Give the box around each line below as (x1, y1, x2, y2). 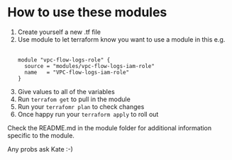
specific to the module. (7, 131, 74, 139)
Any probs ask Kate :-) (7, 144, 73, 153)
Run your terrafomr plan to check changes (17, 102, 145, 110)
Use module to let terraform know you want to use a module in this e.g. (17, 35, 226, 43)
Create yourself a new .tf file (17, 28, 101, 36)
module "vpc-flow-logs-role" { (17, 56, 111, 64)
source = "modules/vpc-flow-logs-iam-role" (24, 62, 155, 69)
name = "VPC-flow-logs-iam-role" (24, 69, 130, 76)
